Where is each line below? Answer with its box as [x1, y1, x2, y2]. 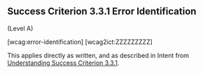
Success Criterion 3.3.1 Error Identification [7, 6, 197, 17]
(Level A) [7, 24, 34, 32]
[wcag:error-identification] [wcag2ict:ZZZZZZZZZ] [7, 38, 153, 46]
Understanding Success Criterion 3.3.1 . [7, 59, 120, 67]
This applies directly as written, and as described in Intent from [7, 51, 190, 59]
